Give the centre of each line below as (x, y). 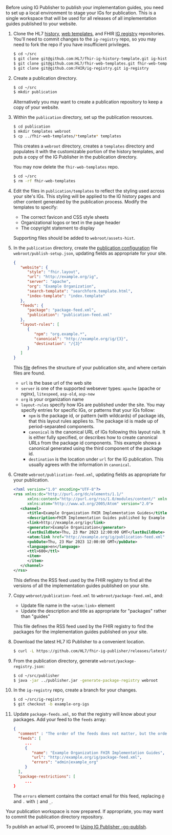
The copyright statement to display (58, 228)
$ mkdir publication (35, 92)
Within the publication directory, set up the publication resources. (83, 117)
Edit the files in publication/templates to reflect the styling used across (89, 191)
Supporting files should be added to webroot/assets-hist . (74, 238)
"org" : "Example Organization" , (61, 286)
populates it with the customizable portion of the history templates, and (89, 151)
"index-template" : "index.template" (66, 296)
